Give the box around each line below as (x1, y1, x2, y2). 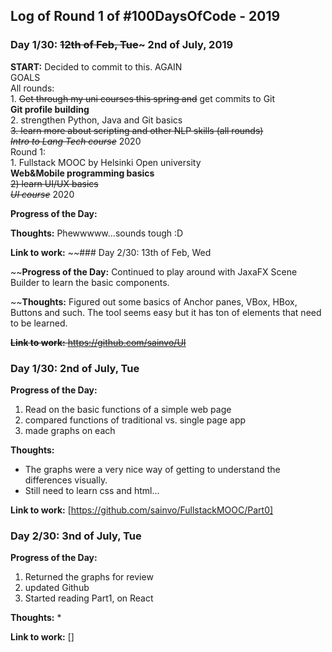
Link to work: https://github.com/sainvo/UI (10, 336, 187, 348)
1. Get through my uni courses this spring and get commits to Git (10, 92, 276, 104)
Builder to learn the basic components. (10, 276, 170, 288)
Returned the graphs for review (24, 571, 154, 583)
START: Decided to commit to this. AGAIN (10, 60, 183, 73)
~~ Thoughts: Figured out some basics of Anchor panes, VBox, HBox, (10, 295, 298, 308)
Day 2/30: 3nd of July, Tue (10, 529, 142, 543)
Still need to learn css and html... (24, 484, 160, 496)
